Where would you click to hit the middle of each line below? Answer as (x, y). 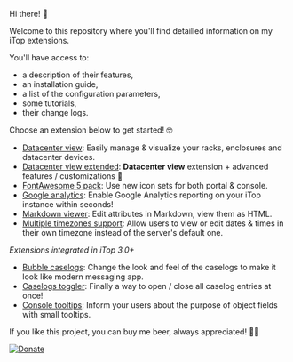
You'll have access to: (49, 57)
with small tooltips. (56, 314)
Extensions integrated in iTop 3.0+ (72, 250)
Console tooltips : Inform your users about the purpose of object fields (150, 305)
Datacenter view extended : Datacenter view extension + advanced (145, 166)
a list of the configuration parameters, (91, 94)
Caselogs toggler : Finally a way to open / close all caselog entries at (146, 286)
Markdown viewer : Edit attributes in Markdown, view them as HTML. (147, 214)
